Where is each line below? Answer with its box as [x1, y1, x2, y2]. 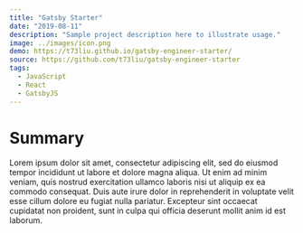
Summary [9, 127, 84, 148]
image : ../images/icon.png [9, 38, 111, 48]
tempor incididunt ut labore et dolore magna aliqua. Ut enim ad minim [9, 167, 268, 178]
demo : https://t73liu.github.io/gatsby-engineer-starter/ [9, 47, 232, 56]
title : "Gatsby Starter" [9, 13, 103, 23]
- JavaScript [17, 72, 67, 81]
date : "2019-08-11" [9, 22, 83, 31]
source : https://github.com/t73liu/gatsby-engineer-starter [9, 55, 241, 64]
